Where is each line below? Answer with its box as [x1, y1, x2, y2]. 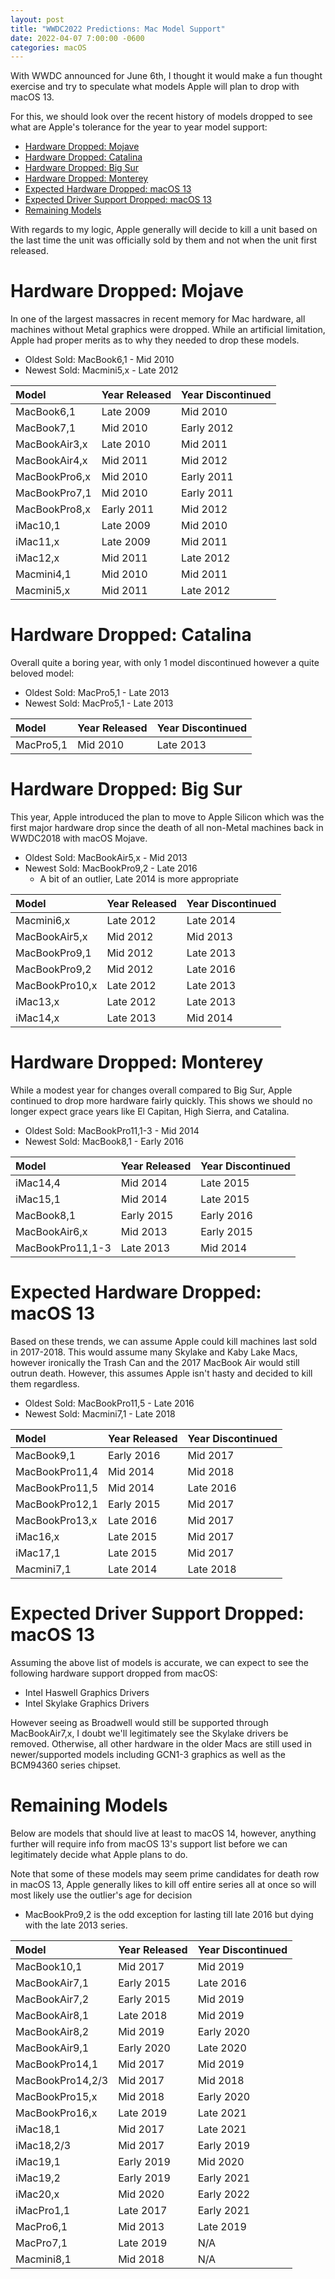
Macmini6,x [15, 914, 71, 928]
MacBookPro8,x [15, 502, 91, 516]
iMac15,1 [15, 1192, 61, 1206]
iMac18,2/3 [15, 2138, 72, 2152]
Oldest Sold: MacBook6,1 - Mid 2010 [24, 354, 175, 366]
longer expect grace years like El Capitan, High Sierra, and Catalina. [10, 1106, 290, 1117]
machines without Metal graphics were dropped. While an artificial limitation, [10, 324, 326, 336]
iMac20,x [15, 2187, 60, 2201]
